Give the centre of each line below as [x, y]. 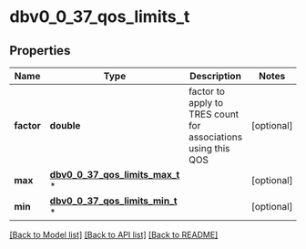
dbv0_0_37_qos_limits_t [100, 17]
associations [215, 137]
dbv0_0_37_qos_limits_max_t [115, 175]
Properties [40, 51]
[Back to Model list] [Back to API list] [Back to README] [114, 235]
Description [215, 76]
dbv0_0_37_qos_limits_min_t [113, 201]
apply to [206, 103]
